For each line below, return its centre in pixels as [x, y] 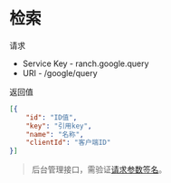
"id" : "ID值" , [52, 117]
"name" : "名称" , [55, 134]
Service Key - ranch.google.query [85, 63]
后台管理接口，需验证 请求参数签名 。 [99, 169]
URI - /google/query [60, 72]
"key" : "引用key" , [59, 126]
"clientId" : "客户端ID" [68, 143]
